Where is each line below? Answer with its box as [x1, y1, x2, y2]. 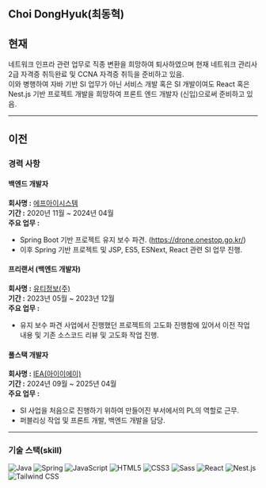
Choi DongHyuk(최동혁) [8, 7, 125, 21]
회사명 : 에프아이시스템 [8, 198, 78, 208]
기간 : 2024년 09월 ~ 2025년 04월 [8, 379, 117, 389]
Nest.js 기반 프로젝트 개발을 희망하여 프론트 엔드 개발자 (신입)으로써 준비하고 [8, 90, 245, 99]
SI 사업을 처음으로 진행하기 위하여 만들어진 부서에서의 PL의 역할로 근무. [19, 405, 240, 415]
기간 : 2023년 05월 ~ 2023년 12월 [8, 293, 115, 303]
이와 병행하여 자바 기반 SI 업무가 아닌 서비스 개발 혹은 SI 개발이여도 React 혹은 [8, 79, 250, 89]
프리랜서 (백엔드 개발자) [8, 264, 81, 274]
